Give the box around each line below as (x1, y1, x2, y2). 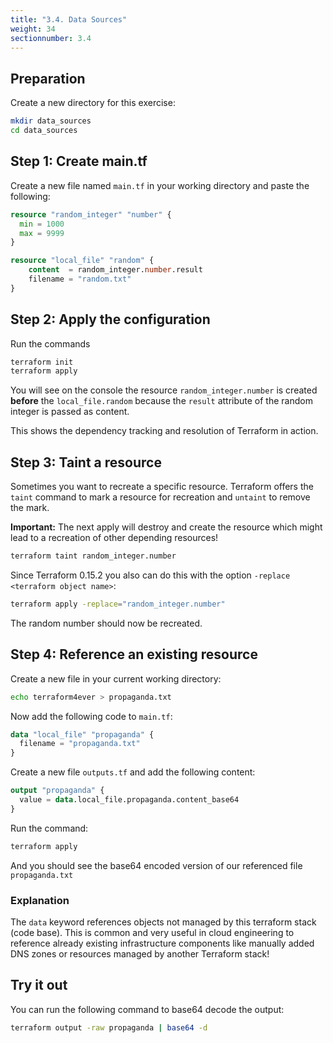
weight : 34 (10, 24, 56, 34)
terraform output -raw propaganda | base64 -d (10, 1022, 208, 1033)
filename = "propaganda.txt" (19, 739, 141, 749)
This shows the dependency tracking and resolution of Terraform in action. (10, 425, 319, 437)
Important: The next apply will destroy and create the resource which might (10, 521, 323, 533)
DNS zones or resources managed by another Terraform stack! (10, 947, 270, 960)
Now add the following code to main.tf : (10, 710, 173, 722)
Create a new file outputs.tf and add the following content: (10, 766, 256, 778)
